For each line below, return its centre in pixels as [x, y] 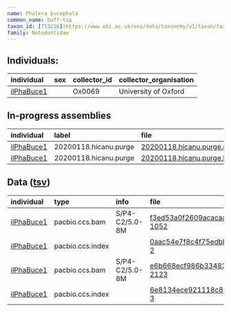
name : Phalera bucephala [43, 13]
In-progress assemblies [59, 116]
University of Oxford [151, 91]
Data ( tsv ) [29, 182]
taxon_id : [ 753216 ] [35, 26]
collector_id [92, 80]
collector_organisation [156, 80]
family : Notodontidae [38, 33]
